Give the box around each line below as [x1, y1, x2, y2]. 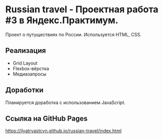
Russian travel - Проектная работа [5, 4, 159, 15]
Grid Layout [12, 60, 37, 66]
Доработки [5, 86, 44, 94]
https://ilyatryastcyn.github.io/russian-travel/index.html [5, 128, 122, 134]
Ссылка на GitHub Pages [5, 114, 88, 123]
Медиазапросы [12, 71, 47, 77]
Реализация [5, 46, 46, 55]
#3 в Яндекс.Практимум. [5, 14, 119, 26]
